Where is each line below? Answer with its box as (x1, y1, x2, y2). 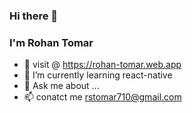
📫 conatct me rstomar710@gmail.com (23, 91, 182, 103)
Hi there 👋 (9, 9, 59, 23)
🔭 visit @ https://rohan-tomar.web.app (23, 59, 182, 71)
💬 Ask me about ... (23, 80, 100, 92)
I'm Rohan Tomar (9, 35, 94, 49)
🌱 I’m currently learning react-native (23, 69, 173, 81)
